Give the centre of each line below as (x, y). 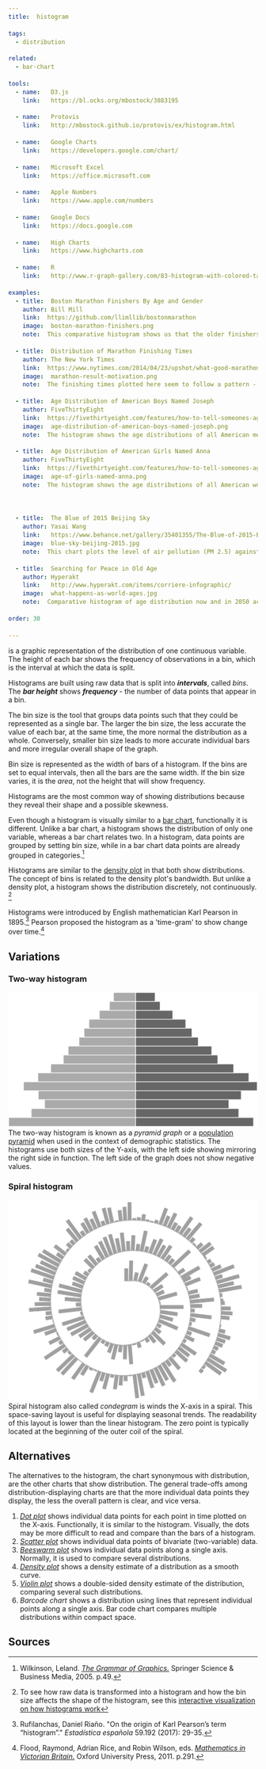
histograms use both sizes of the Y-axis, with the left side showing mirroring (132, 1149)
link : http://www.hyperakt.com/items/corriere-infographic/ (127, 585)
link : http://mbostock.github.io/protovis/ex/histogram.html (129, 126)
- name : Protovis (47, 117)
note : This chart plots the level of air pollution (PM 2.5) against (141, 552)
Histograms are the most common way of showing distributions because (127, 796)
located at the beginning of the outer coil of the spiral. (96, 1431)
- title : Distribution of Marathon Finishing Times (104, 351)
